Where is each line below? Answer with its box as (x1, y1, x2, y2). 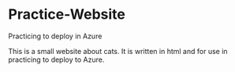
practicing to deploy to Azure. (8, 55, 105, 64)
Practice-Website (8, 5, 126, 23)
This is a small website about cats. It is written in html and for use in (8, 46, 228, 56)
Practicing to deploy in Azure (8, 31, 103, 41)
